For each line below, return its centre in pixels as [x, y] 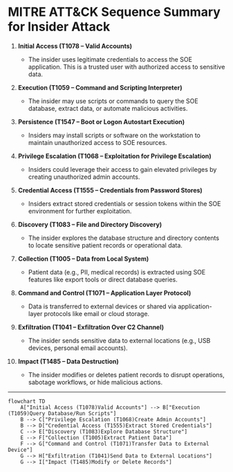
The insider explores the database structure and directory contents [124, 238]
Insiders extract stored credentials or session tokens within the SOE [124, 203]
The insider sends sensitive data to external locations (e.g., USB [119, 340]
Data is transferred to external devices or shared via [102, 306]
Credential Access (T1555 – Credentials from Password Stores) [110, 190]
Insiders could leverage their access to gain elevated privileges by [122, 169]
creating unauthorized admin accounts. [84, 177]
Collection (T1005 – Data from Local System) [83, 259]
